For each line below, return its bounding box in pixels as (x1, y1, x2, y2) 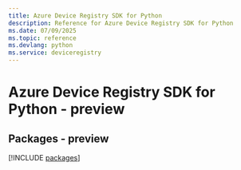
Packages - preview (8, 132, 109, 145)
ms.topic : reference (8, 34, 77, 42)
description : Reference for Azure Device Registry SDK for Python (8, 19, 234, 27)
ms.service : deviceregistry (8, 49, 102, 57)
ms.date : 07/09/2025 (8, 26, 77, 34)
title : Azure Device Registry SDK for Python (8, 11, 162, 20)
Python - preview (8, 101, 125, 118)
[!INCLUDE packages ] (8, 153, 81, 162)
